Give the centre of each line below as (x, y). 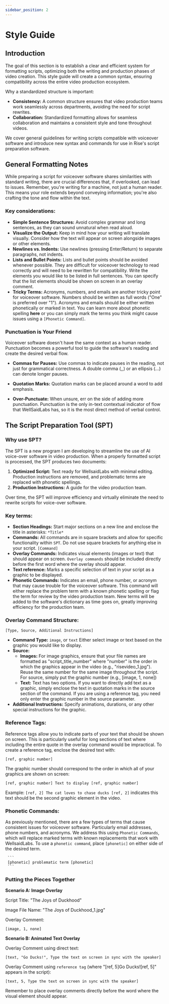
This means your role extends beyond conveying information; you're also (81, 193)
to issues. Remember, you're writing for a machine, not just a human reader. (84, 187)
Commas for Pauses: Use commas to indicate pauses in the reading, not (88, 363)
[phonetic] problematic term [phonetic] (50, 862)
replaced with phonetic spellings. (47, 482)
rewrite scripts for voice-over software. (46, 502)
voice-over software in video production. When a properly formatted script (83, 456)
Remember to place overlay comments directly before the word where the (82, 991)
